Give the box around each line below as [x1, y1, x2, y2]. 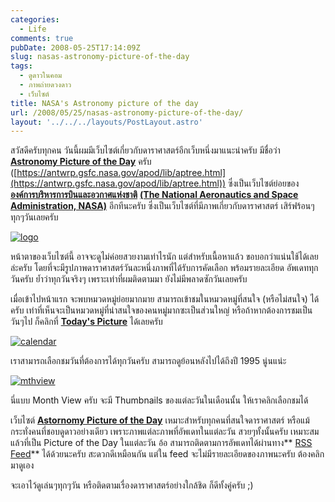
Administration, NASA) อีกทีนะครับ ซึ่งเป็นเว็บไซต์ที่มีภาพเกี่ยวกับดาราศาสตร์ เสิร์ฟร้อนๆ [10, 200, 315, 212]
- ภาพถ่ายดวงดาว [19, 80, 72, 90]
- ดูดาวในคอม [19, 71, 63, 81]
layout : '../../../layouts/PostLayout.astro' [10, 117, 203, 127]
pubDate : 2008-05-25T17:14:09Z [10, 42, 141, 53]
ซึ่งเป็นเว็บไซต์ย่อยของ [228, 177, 300, 190]
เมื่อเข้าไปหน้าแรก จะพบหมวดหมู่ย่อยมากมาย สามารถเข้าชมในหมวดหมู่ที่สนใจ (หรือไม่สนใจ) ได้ [10, 293, 320, 305]
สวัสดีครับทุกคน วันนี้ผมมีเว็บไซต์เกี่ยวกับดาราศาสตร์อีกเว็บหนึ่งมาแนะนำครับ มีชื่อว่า [10, 144, 281, 156]
